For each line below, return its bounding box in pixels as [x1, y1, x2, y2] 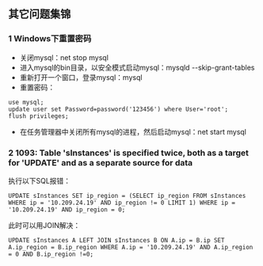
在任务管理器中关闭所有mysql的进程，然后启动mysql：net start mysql [19, 127, 247, 136]
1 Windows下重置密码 [8, 33, 92, 44]
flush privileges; [8, 112, 69, 120]
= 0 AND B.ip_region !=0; [8, 250, 93, 258]
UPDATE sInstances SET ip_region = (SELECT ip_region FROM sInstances [8, 192, 246, 199]
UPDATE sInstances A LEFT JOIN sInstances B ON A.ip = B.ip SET [8, 236, 225, 244]
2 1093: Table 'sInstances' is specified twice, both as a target [8, 147, 250, 158]
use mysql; [8, 98, 44, 106]
